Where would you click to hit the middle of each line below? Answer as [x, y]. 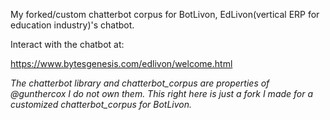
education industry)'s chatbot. [72, 25]
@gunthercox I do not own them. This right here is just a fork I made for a [162, 93]
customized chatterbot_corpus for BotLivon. [101, 104]
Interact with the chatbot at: [67, 44]
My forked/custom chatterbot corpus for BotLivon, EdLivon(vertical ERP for [165, 14]
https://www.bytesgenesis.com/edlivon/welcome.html [121, 63]
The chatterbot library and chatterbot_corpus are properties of [140, 83]
